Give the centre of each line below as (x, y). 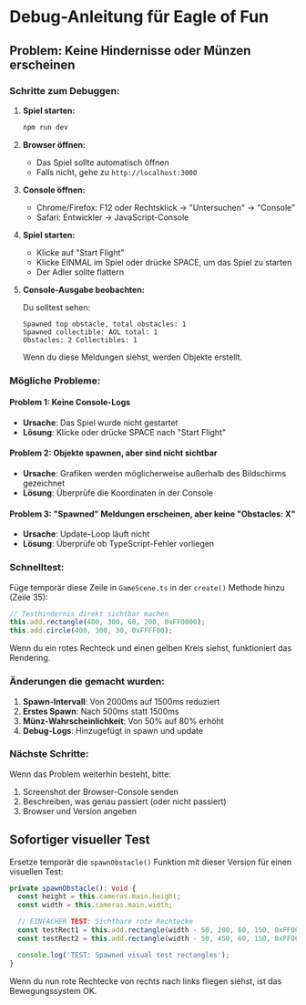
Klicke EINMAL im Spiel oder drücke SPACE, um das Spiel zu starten (164, 262)
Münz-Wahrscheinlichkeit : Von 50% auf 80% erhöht (123, 721)
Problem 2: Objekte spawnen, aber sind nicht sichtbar (113, 453)
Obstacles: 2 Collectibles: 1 (80, 340)
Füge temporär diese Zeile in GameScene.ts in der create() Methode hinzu (147, 587)
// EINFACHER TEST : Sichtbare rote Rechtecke (106, 922)
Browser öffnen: (54, 144)
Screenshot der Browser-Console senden (101, 791)
